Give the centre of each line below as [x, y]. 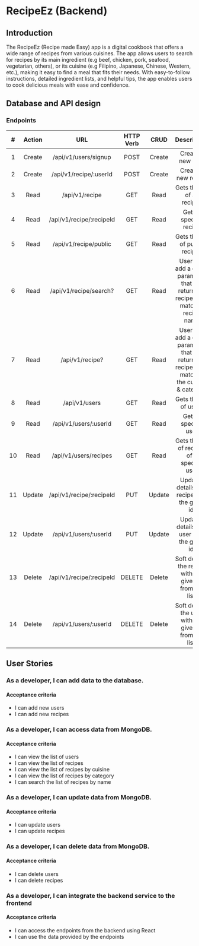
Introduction [30, 33]
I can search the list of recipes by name [63, 782]
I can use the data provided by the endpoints [69, 936]
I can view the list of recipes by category [64, 776]
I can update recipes [40, 831]
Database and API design [54, 104]
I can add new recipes [42, 714]
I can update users [38, 825]
